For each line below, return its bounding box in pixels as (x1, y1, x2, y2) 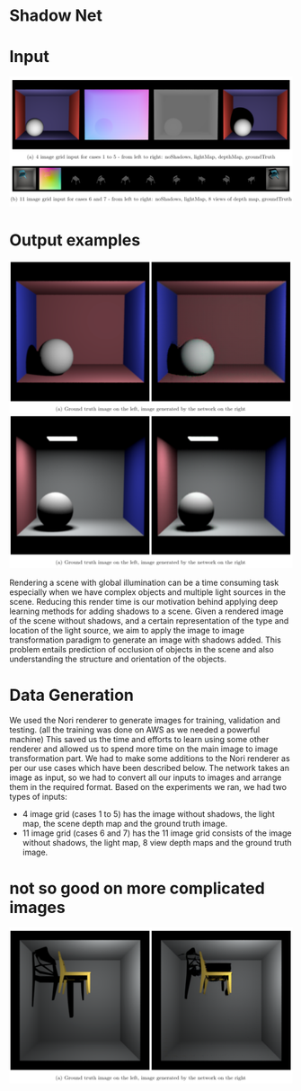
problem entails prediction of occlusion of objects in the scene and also (9, 644, 274, 655)
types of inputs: (9, 792, 67, 803)
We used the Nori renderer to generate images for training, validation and (9, 715, 281, 726)
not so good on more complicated (9, 878, 265, 899)
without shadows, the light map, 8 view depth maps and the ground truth (22, 838, 292, 848)
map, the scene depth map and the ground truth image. (22, 819, 227, 829)
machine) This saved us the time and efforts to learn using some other (9, 734, 270, 745)
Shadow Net (9, 5, 103, 26)
